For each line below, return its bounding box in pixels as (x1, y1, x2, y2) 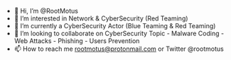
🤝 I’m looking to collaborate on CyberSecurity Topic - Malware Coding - (14, 29, 225, 37)
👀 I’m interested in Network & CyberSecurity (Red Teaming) (14, 14, 188, 23)
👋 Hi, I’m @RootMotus (14, 7, 78, 15)
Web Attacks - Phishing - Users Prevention (14, 37, 140, 45)
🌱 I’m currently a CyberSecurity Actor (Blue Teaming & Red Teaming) (14, 22, 216, 30)
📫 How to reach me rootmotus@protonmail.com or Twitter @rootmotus (14, 44, 224, 53)
